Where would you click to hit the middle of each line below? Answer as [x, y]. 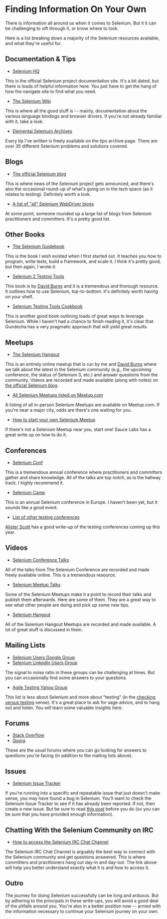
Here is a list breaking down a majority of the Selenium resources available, [83, 38]
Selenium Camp [29, 492]
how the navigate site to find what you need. [51, 91]
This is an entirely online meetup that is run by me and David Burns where [81, 364]
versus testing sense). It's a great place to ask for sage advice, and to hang [83, 702]
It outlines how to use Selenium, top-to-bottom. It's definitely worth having [82, 291]
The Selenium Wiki [32, 101]
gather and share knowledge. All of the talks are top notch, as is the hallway [83, 477]
